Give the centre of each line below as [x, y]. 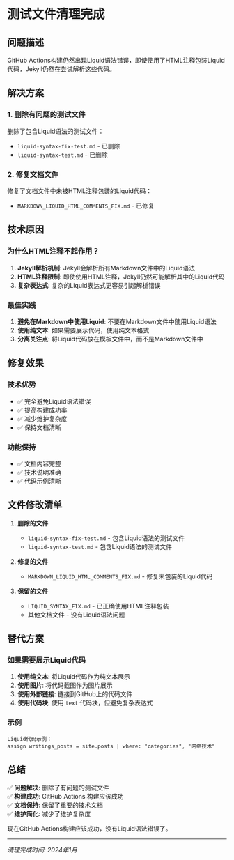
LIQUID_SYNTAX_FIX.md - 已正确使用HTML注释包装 [98, 606]
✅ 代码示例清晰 [39, 481]
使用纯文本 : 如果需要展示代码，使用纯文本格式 [83, 330]
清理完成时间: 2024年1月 [42, 850]
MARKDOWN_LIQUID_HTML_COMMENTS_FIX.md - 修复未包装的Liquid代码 [120, 576]
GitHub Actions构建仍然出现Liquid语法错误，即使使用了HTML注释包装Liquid [116, 60]
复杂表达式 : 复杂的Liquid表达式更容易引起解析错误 [89, 285]
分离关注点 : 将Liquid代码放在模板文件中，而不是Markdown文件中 [110, 339]
